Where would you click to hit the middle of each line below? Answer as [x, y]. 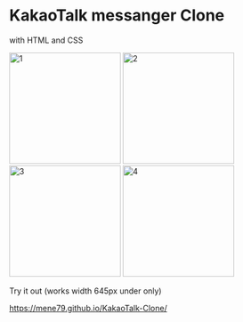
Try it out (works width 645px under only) [85, 291]
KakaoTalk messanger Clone [117, 16]
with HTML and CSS [46, 40]
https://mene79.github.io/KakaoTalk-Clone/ [88, 308]
